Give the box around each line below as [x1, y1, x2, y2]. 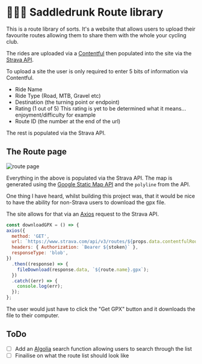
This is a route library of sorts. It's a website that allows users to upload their [6, 25, 196, 32]
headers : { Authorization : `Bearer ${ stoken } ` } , [11, 244, 138, 250]
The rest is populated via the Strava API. [6, 129, 106, 136]
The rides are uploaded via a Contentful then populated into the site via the [6, 49, 192, 56]
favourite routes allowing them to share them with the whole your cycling [6, 31, 186, 38]
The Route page [6, 147, 67, 157]
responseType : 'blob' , [11, 250, 69, 256]
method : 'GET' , [11, 233, 50, 239]
